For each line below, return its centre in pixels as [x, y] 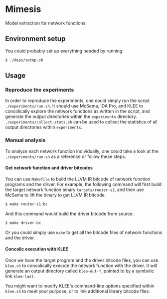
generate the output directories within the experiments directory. [71, 116]
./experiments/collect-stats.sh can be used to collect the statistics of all [82, 122]
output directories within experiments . [44, 127]
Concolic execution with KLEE [37, 249]
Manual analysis [25, 140]
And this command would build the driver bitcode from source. [70, 213]
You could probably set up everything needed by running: [64, 50]
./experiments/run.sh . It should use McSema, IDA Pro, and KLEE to [74, 106]
